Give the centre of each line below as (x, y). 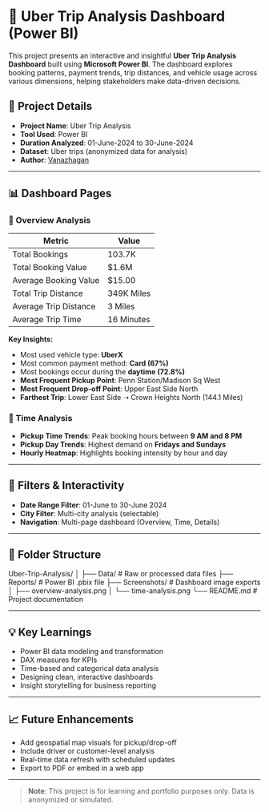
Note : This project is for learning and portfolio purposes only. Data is (141, 791)
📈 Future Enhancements (71, 719)
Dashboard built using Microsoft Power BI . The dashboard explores (120, 64)
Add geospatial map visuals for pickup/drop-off (98, 742)
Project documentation (46, 600)
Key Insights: (31, 339)
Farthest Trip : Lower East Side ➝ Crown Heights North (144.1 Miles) (131, 398)
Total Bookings (40, 254)
